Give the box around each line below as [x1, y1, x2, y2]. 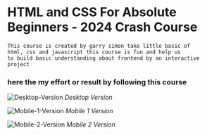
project [7, 60, 30, 67]
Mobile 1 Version [65, 107, 113, 115]
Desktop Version [64, 93, 113, 102]
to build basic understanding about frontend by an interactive [7, 54, 200, 62]
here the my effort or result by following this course [7, 77, 187, 86]
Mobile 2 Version [66, 120, 116, 129]
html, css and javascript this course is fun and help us [7, 49, 181, 56]
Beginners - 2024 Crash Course [7, 19, 198, 35]
